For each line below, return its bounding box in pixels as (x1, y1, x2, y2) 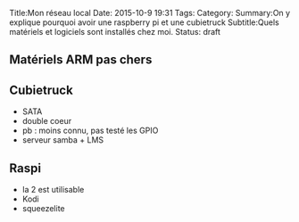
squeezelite (21, 203, 65, 214)
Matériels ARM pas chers (9, 53, 153, 68)
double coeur (21, 116, 72, 127)
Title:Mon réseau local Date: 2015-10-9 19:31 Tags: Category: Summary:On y (9, 8, 291, 18)
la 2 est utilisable (21, 185, 85, 195)
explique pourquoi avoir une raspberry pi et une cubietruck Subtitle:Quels (9, 17, 279, 28)
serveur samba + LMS (21, 135, 104, 145)
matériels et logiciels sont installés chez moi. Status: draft (9, 27, 221, 37)
